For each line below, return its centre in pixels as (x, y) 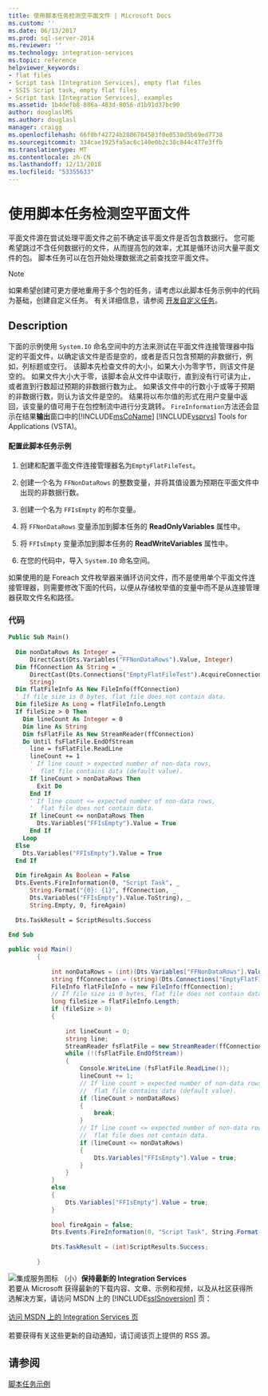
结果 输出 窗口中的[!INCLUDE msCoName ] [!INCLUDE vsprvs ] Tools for (134, 416)
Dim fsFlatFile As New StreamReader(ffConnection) (108, 734)
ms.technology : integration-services (71, 53)
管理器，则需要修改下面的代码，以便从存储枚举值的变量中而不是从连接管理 (137, 587)
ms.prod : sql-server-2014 (51, 38)
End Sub (21, 935)
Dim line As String (55, 726)
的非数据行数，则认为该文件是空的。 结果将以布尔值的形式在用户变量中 (124, 396)
